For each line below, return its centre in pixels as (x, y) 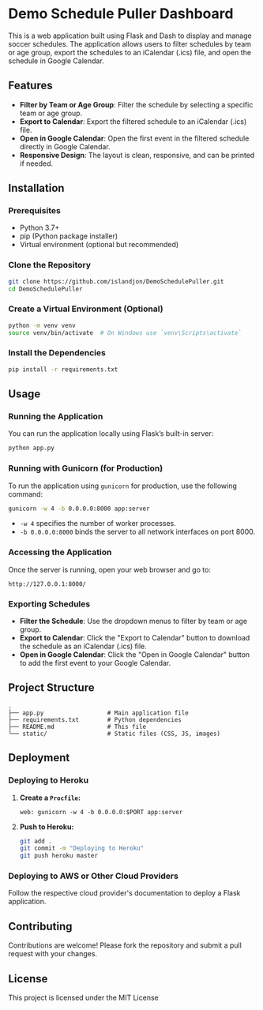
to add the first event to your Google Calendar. (95, 663)
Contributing (40, 926)
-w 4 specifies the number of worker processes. (98, 524)
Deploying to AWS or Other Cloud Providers (94, 876)
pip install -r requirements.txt (63, 369)
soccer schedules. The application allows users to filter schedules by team (130, 43)
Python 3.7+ (39, 228)
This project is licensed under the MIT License (84, 998)
